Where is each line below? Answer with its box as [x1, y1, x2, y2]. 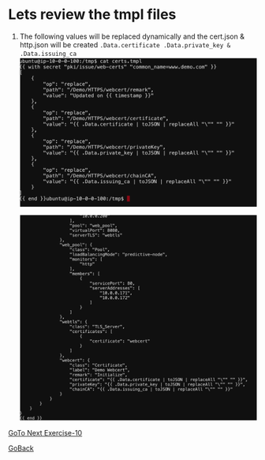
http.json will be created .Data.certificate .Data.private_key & [19, 39, 231, 49]
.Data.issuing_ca [19, 50, 77, 58]
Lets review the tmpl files [8, 6, 177, 24]
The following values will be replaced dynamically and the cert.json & [19, 32, 244, 41]
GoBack [8, 443, 34, 453]
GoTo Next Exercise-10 [8, 428, 83, 438]
